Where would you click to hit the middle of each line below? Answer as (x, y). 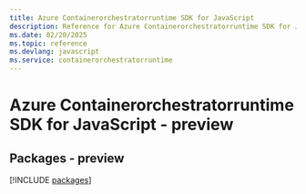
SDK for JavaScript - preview (122, 125)
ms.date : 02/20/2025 (49, 35)
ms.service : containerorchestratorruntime (91, 60)
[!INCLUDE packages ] (51, 180)
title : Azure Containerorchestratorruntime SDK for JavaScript (132, 18)
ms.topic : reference (49, 43)
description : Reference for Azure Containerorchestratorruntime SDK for (150, 26)
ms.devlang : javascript (55, 52)
